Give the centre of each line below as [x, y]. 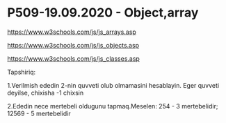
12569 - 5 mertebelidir [39, 113]
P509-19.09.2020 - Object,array [103, 13]
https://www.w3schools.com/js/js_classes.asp [74, 58]
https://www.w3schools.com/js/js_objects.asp [73, 45]
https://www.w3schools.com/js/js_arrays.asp [72, 32]
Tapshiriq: [22, 72]
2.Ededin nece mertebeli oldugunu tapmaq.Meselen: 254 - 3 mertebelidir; [113, 106]
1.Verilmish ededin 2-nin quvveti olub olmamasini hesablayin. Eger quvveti [113, 85]
